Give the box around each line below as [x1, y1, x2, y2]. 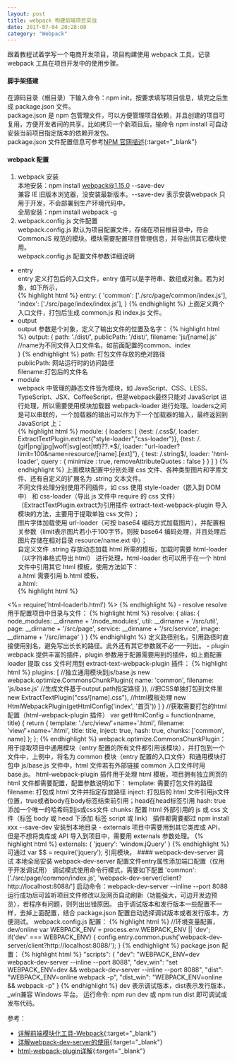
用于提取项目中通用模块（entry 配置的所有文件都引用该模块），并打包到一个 [7, 743, 226, 752]
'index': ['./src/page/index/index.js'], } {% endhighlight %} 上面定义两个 [17, 299, 225, 308]
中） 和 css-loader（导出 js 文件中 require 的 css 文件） [17, 491, 179, 500]
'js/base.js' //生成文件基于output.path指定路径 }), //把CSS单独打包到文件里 [7, 684, 224, 693]
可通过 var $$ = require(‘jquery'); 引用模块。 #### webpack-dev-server [7, 848, 217, 857]
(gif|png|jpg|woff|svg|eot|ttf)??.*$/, [17, 442, 122, 451]
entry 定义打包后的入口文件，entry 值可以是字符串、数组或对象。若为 [17, 274, 219, 282]
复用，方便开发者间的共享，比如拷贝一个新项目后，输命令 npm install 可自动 [7, 120, 228, 129]
